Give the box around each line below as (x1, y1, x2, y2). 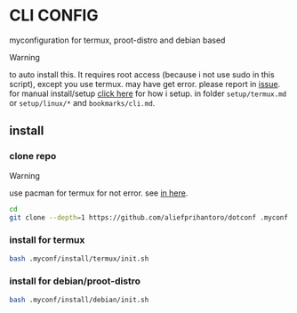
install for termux (9, 234, 85, 246)
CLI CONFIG (9, 5, 99, 26)
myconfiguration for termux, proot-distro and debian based (9, 35, 226, 45)
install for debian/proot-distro (9, 275, 140, 287)
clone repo (9, 150, 57, 163)
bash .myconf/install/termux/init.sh (9, 254, 149, 263)
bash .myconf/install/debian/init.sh (9, 295, 149, 304)
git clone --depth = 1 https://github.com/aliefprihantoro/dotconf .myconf (9, 213, 289, 222)
